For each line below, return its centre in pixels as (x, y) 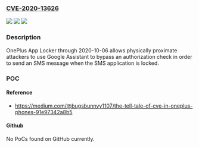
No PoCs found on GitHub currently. (50, 138)
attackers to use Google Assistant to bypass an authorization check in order (99, 56)
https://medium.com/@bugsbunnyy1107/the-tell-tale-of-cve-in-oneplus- (104, 106)
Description (24, 37)
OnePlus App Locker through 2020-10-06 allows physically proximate (92, 50)
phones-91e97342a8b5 (43, 112)
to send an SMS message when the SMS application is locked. (83, 63)
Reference (19, 93)
